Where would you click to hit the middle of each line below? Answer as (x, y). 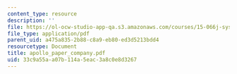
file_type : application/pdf (49, 33)
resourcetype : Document (42, 47)
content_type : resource (42, 14)
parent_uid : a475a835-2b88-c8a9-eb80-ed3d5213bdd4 (83, 40)
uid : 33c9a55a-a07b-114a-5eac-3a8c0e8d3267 (72, 60)
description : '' (31, 20)
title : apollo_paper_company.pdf (56, 54)
